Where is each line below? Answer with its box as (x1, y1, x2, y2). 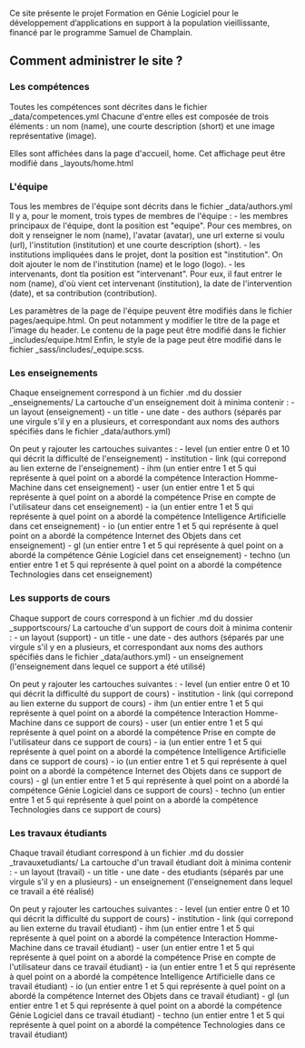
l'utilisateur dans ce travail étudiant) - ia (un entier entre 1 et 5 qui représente (9, 961, 296, 972)
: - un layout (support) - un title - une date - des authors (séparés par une (9, 632, 284, 643)
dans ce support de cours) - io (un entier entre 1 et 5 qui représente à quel (9, 755, 288, 766)
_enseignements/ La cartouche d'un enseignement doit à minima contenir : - (9, 397, 295, 408)
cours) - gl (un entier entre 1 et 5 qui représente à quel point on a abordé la (9, 774, 289, 785)
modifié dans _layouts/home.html (9, 157, 134, 168)
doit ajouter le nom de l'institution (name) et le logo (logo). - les (9, 258, 246, 269)
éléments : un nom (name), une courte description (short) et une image (9, 120, 275, 131)
